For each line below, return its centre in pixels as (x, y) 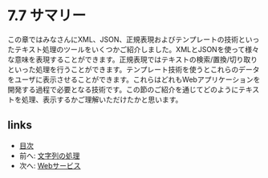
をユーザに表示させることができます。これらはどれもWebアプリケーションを (134, 79)
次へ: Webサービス (50, 165)
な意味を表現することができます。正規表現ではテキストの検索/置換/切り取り (133, 59)
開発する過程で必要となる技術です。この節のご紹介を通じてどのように (123, 89)
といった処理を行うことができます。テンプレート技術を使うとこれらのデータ (134, 69)
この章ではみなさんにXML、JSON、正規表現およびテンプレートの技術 (123, 39)
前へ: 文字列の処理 (49, 156)
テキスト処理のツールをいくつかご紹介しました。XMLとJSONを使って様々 (137, 49)
